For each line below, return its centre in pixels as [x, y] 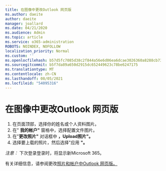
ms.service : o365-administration [40, 42]
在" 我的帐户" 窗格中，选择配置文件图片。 [55, 130]
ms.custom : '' [20, 56]
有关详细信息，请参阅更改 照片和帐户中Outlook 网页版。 [61, 163]
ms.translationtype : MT [30, 70]
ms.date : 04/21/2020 [26, 28]
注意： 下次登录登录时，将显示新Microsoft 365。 [55, 153]
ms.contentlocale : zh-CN [31, 74]
